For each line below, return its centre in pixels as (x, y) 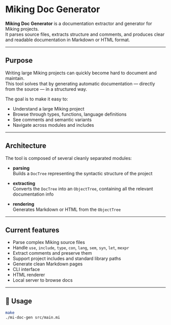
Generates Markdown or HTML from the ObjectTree (67, 209)
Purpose (19, 60)
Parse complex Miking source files (49, 242)
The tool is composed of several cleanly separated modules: (69, 158)
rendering (23, 204)
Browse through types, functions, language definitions (69, 114)
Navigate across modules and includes (53, 125)
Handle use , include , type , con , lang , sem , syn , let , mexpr (71, 248)
